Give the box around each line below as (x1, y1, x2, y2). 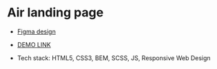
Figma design (17, 27, 56, 36)
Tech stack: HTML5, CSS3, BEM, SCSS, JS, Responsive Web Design (17, 53, 211, 62)
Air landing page (7, 5, 104, 20)
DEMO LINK (17, 40, 52, 49)
